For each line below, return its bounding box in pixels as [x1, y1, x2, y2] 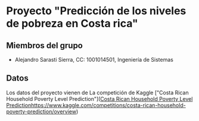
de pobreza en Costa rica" [6, 17, 138, 30]
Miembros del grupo [6, 40, 83, 50]
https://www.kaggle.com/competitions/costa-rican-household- [30, 101, 186, 109]
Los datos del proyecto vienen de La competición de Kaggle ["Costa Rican [6, 89, 189, 96]
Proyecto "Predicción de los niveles [6, 4, 186, 18]
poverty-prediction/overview [6, 108, 76, 115]
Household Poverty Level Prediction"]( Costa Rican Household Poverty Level [6, 95, 193, 102]
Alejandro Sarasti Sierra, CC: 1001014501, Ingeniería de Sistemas [14, 56, 174, 63]
